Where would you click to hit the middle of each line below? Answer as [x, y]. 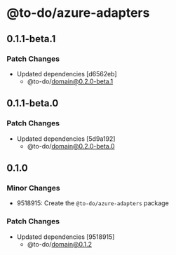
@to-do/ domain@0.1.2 [60, 244]
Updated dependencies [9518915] [66, 237]
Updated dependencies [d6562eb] [67, 74]
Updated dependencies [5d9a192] [66, 139]
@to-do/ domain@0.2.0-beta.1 [70, 81]
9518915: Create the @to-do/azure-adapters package [93, 203]
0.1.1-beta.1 [31, 39]
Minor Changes [33, 188]
